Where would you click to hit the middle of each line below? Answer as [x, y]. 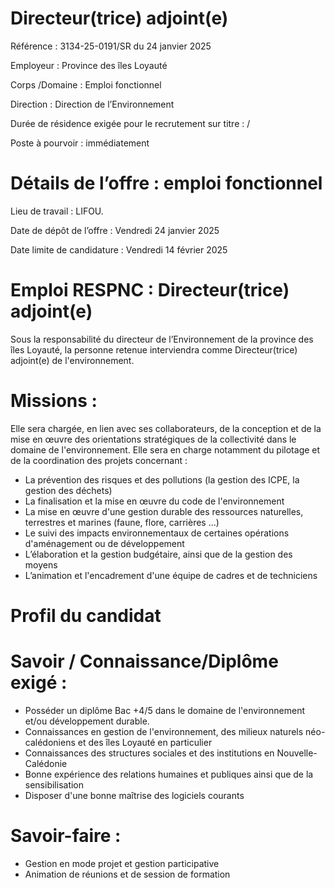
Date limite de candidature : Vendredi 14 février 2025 [119, 249]
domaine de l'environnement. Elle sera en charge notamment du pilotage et [165, 449]
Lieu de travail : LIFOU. [57, 211]
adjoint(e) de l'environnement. [72, 360]
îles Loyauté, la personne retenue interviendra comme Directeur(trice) [154, 349]
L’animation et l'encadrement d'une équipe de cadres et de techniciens [171, 575]
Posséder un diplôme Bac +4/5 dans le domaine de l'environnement [164, 710]
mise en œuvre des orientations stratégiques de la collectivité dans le [153, 439]
